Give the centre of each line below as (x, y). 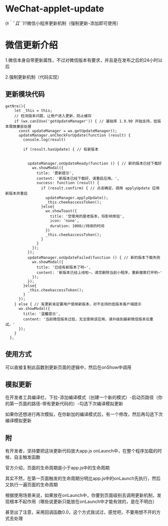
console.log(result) (44, 140)
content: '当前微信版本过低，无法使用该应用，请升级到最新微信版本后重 (88, 319)
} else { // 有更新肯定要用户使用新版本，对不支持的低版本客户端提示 (78, 304)
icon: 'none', (64, 221)
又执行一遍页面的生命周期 (31, 485)
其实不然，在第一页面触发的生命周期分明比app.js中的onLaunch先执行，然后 (83, 478)
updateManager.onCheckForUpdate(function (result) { (74, 135)
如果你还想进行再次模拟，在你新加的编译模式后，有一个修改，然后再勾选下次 (84, 414)
